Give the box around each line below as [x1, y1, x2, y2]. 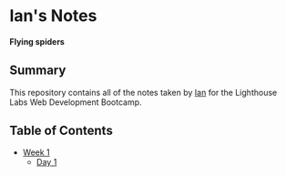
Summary [9, 63, 66, 78]
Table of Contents [9, 122, 114, 138]
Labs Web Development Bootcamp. [9, 97, 143, 108]
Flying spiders [9, 36, 66, 47]
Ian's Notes [9, 5, 97, 26]
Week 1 [22, 147, 50, 158]
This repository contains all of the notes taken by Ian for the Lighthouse [9, 87, 278, 98]
